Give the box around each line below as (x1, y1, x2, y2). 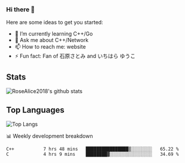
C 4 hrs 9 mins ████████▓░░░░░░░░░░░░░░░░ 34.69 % (6, 151, 179, 157)
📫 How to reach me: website (14, 43, 86, 50)
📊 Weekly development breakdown (6, 132, 93, 139)
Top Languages (6, 105, 65, 115)
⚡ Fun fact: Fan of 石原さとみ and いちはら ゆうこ (14, 53, 136, 60)
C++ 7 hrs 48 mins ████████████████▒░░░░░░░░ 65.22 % (6, 146, 179, 152)
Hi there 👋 (6, 5, 36, 14)
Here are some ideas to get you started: (6, 19, 104, 26)
